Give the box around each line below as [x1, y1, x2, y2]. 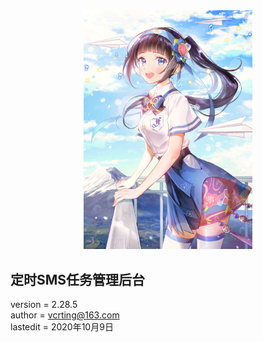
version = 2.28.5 [10, 299, 78, 311]
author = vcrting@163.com [10, 309, 120, 321]
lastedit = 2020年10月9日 [10, 321, 114, 333]
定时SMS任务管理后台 [10, 271, 146, 288]
